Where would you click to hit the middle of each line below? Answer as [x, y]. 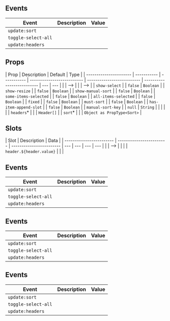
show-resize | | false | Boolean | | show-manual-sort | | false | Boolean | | [80, 91]
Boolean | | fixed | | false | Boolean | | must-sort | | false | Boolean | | [77, 101]
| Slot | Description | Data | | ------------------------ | [61, 141]
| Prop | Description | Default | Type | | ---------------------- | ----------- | [83, 74]
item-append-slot [24, 107]
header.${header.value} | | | [35, 151]
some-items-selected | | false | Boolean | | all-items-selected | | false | [80, 96]
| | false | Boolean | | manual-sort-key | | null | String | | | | [104, 107]
